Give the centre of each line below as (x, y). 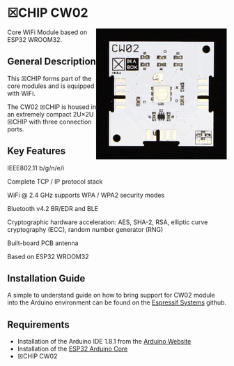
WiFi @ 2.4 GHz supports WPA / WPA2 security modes (86, 195)
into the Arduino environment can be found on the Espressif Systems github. (117, 302)
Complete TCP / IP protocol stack (55, 181)
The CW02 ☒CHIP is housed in (52, 107)
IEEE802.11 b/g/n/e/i (36, 168)
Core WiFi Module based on (47, 32)
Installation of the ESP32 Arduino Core (72, 349)
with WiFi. (22, 93)
